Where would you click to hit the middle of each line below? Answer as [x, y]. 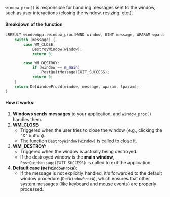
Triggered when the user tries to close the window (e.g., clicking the [91, 130]
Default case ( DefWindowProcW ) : [45, 168]
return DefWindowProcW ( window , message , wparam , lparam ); [77, 86]
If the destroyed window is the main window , [67, 157]
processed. [32, 189]
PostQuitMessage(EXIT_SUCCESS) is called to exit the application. [86, 162]
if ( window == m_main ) [56, 68]
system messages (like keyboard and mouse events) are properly [88, 184]
